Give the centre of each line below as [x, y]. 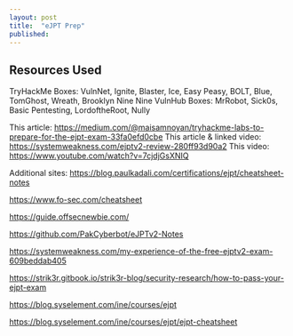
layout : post [33, 17]
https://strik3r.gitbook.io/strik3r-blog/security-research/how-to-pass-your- [146, 278]
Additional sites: [39, 173]
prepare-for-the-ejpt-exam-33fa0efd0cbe [86, 137]
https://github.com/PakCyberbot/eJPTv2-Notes [96, 234]
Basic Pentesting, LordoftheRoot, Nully [80, 110]
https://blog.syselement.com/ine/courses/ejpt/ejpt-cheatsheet [123, 322]
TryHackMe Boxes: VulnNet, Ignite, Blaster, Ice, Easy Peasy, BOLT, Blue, [141, 92]
